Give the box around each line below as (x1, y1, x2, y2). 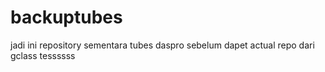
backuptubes (10, 6, 123, 29)
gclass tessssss (10, 49, 76, 61)
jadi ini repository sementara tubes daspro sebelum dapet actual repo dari (10, 39, 315, 51)
